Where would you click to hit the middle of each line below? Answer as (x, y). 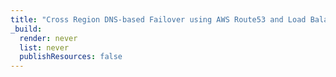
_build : (26, 29)
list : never (44, 47)
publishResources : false (71, 57)
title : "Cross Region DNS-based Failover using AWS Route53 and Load (158, 19)
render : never (48, 38)
